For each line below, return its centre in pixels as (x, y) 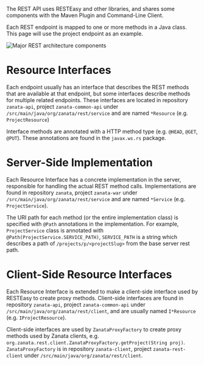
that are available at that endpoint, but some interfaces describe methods (98, 94)
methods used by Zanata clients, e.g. (53, 336)
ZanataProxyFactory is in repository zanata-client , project (79, 348)
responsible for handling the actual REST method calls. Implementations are (101, 186)
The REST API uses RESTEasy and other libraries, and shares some (91, 9)
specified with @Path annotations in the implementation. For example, (93, 224)
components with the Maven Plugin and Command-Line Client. (85, 15)
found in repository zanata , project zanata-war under (72, 193)
